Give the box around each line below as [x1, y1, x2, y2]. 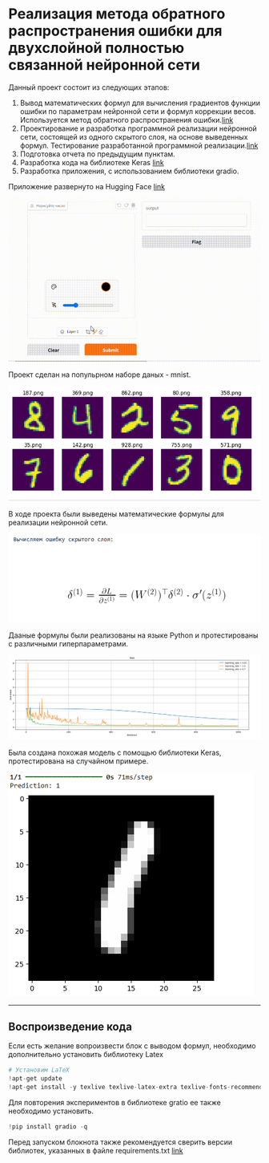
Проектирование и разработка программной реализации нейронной [19, 124, 258, 133]
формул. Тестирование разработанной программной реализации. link [19, 140, 259, 150]
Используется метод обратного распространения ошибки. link [19, 115, 234, 124]
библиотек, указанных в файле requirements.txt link [8, 1145, 183, 1155]
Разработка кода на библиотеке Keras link [19, 157, 164, 167]
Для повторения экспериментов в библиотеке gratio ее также [8, 1097, 222, 1107]
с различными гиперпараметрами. [8, 639, 128, 649]
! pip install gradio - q [8, 1122, 88, 1131]
